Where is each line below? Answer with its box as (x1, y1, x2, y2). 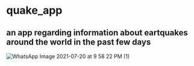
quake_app (6, 4, 63, 17)
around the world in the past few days (6, 37, 151, 47)
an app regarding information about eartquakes (6, 28, 188, 38)
